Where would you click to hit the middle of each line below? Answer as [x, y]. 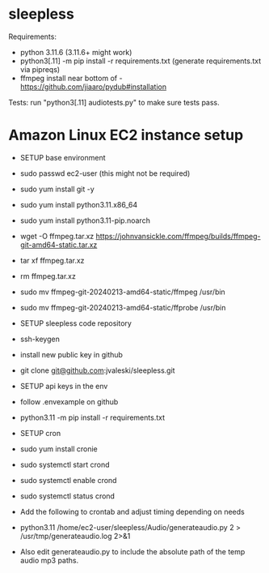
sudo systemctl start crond [65, 464]
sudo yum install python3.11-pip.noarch [85, 220]
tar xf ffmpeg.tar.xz [52, 260]
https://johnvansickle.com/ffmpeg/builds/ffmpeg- [178, 236]
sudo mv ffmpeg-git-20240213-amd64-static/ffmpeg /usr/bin [123, 292]
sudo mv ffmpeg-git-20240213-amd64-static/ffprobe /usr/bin [123, 307]
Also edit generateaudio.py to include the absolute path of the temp [132, 551]
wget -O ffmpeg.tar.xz [57, 236]
